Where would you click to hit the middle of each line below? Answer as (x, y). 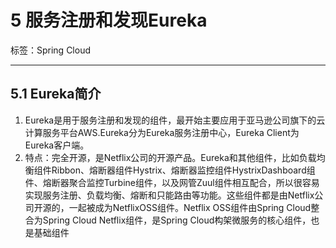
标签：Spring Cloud (51, 50)
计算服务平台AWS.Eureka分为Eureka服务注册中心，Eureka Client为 (162, 132)
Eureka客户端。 (57, 145)
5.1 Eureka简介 (56, 94)
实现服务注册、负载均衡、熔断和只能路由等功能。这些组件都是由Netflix (169, 195)
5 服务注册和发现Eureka (109, 20)
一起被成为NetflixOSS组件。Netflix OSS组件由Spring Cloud (190, 207)
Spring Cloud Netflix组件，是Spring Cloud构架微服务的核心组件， (177, 220)
